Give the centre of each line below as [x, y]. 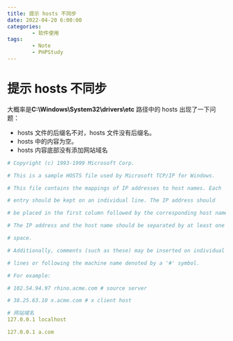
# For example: [29, 276]
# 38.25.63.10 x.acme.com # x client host [69, 301]
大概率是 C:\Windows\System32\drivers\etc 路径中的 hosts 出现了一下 [109, 109]
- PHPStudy [48, 53]
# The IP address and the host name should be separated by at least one [116, 226]
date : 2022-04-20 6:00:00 [44, 20]
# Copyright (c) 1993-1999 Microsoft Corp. [71, 163]
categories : [24, 26]
